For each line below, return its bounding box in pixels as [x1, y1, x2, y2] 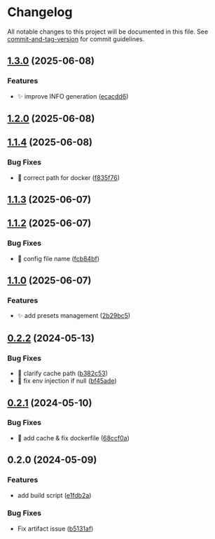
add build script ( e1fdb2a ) [17, 491, 92, 499]
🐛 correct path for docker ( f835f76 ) [17, 173, 120, 182]
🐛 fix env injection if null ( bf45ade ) [17, 377, 117, 385]
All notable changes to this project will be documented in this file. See [7, 27, 209, 36]
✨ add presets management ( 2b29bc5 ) [17, 311, 131, 320]
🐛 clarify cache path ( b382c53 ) [17, 369, 109, 378]
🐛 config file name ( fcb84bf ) [17, 254, 100, 262]
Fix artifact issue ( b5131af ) [17, 524, 94, 533]
